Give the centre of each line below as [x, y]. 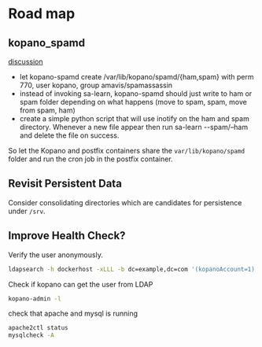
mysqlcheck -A [31, 335]
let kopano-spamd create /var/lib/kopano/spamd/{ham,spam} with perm [137, 77]
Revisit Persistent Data [65, 184]
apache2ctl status [38, 328]
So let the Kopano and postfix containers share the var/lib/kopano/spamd [127, 151]
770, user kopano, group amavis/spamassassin [96, 85]
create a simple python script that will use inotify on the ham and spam [134, 118]
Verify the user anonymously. [56, 255]
